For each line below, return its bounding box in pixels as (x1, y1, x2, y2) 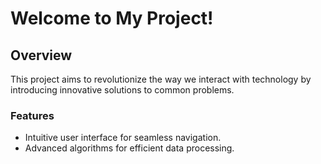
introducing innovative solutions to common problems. (10, 84, 235, 96)
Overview (10, 47, 73, 64)
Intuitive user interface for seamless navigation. (24, 132, 222, 144)
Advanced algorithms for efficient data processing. (24, 142, 235, 154)
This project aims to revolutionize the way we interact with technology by (10, 73, 312, 85)
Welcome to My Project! (10, 7, 214, 30)
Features (10, 108, 55, 122)
